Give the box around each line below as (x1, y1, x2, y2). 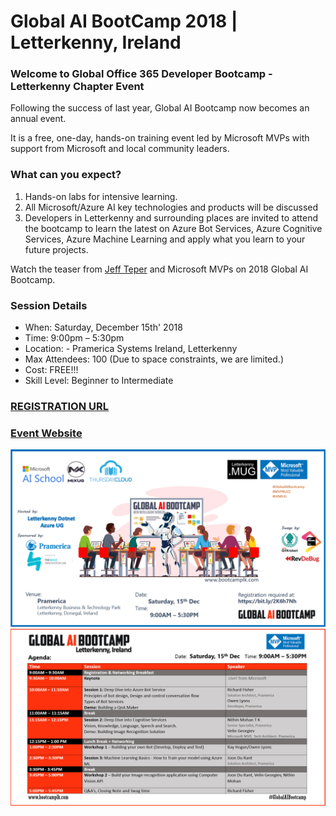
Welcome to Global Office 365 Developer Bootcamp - (10, 67, 273, 81)
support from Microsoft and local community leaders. (10, 143, 230, 155)
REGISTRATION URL (10, 400, 109, 413)
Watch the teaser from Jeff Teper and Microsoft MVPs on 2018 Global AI (10, 263, 309, 275)
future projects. (24, 243, 89, 255)
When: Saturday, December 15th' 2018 (24, 321, 183, 334)
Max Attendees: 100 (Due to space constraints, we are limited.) (24, 353, 284, 365)
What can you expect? (10, 168, 122, 182)
